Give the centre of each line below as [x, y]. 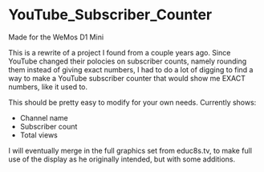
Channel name [44, 117]
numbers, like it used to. [48, 87]
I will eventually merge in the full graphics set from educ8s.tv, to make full [130, 150]
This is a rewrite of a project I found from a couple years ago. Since [120, 52]
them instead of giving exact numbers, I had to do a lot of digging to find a [131, 69]
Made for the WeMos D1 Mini [56, 37]
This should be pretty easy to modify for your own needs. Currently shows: [132, 102]
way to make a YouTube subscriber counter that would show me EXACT [127, 78]
